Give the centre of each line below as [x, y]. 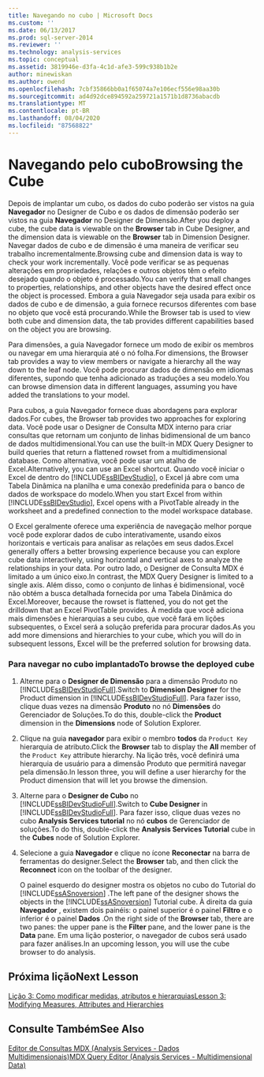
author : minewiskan [40, 74]
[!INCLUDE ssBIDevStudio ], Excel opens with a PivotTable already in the [124, 502]
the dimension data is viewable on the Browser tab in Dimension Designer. [129, 237]
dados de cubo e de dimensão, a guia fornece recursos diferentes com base [132, 304]
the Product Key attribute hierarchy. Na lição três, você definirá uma [130, 755]
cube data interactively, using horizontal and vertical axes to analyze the [125, 559]
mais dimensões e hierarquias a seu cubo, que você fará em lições [117, 618]
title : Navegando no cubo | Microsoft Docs [81, 15]
